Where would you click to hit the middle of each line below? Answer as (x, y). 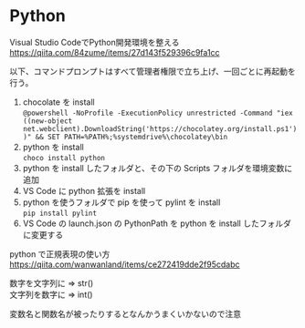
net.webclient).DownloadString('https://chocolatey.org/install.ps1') (160, 128)
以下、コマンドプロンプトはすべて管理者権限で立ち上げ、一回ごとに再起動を (153, 71)
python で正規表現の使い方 (60, 254)
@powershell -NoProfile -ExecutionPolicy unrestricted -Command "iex (158, 113)
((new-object (47, 121)
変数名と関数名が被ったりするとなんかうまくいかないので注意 (126, 313)
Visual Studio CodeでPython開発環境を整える (95, 42)
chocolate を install (58, 102)
